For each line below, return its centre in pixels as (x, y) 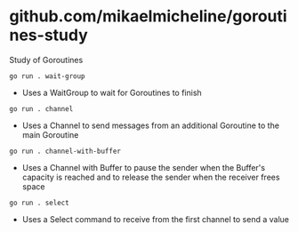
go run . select (39, 203)
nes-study (49, 35)
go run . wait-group (48, 76)
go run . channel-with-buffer (65, 151)
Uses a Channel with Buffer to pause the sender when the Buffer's (143, 167)
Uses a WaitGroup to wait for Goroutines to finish (112, 92)
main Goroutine (50, 134)
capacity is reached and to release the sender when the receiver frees (151, 177)
